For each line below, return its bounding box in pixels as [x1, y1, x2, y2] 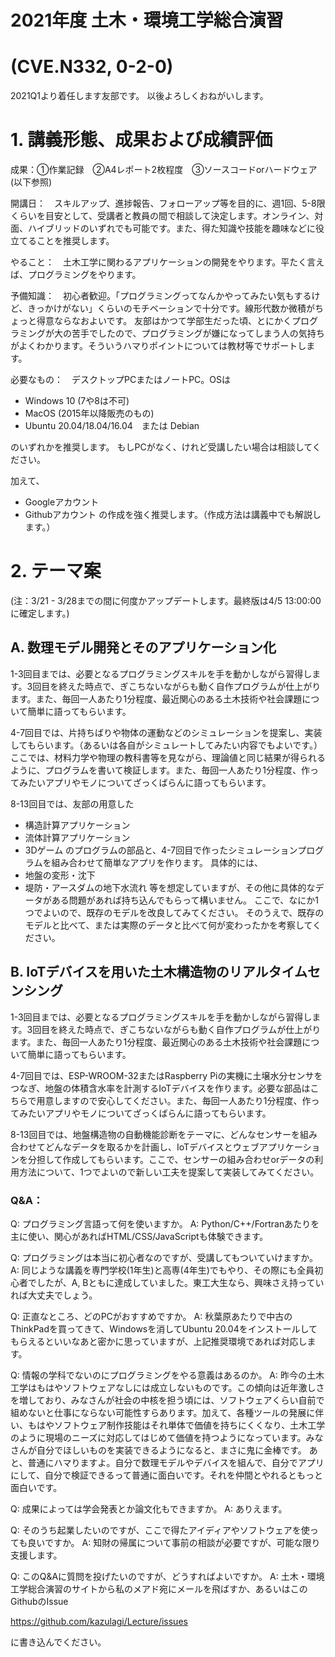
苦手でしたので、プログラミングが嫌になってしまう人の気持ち [71, 327, 325, 340]
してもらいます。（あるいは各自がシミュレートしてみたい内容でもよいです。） [10, 739, 323, 751]
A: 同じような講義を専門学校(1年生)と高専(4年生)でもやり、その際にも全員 [10, 1264, 315, 1276]
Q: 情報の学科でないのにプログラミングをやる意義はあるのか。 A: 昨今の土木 [10, 1369, 325, 1381]
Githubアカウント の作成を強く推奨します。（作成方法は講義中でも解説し [24, 509, 322, 521]
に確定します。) [10, 607, 70, 619]
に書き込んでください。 [10, 1636, 107, 1648]
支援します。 [10, 1549, 63, 1561]
